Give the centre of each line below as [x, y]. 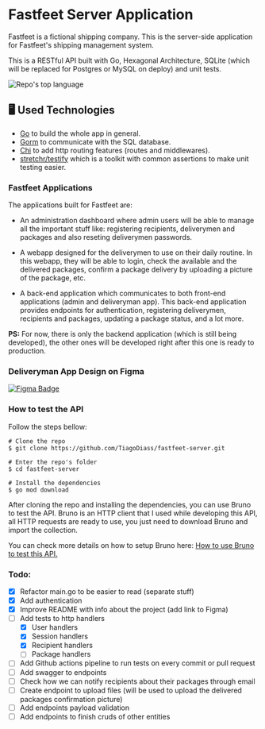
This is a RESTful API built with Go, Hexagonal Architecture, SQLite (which [129, 60]
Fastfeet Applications [50, 187]
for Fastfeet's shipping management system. [81, 44]
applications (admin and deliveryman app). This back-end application [133, 302]
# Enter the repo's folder [53, 462]
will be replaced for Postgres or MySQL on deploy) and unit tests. [115, 68]
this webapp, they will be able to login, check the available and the [128, 261]
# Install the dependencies [55, 483]
